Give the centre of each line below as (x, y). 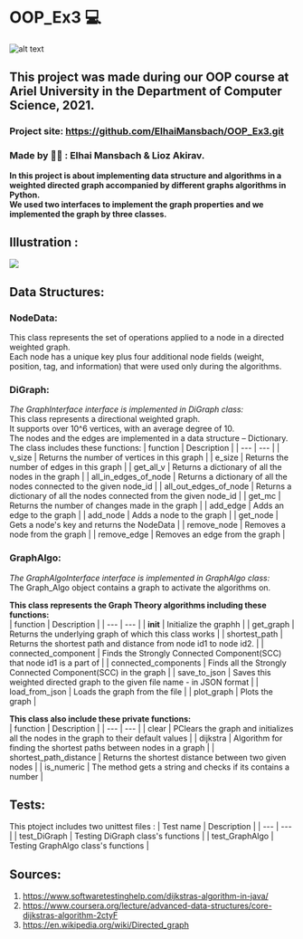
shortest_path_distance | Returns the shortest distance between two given (148, 757)
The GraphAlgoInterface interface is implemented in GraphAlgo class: (140, 578)
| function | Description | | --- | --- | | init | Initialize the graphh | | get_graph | (152, 624)
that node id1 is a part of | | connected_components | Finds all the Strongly (148, 663)
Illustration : (44, 242)
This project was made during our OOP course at (149, 77)
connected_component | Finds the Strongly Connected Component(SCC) (146, 653)
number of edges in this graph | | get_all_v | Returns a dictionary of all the (146, 467)
